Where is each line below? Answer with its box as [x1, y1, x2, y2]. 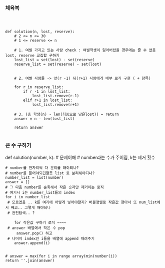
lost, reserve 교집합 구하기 [5, 53, 60, 58]
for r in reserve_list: [14, 85, 64, 90]
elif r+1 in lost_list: [23, 98, 72, 103]
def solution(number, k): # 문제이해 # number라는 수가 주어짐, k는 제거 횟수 [5, 154, 155, 160]
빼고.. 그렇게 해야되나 [10, 205, 51, 210]
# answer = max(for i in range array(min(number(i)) [5, 253, 117, 258]
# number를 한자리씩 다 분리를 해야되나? [5, 165, 79, 170]
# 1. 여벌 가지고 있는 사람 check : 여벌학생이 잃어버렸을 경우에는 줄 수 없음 [14, 48, 156, 53]
